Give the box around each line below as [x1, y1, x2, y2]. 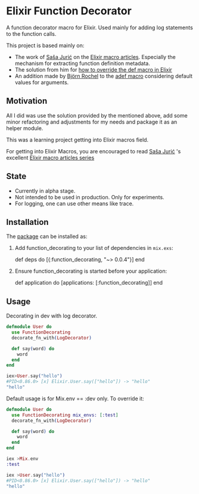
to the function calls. [6, 30, 57, 37]
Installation [6, 217, 49, 227]
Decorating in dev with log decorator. [6, 312, 97, 320]
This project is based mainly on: [6, 42, 85, 49]
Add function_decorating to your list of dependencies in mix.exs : [14, 245, 174, 252]
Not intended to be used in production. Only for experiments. [14, 193, 165, 200]
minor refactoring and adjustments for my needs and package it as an [6, 118, 178, 125]
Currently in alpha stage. [14, 187, 76, 194]
